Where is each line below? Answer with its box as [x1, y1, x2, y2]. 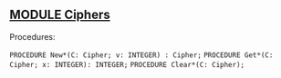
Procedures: [9, 31, 57, 42]
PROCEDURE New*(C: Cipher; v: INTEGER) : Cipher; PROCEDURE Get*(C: [9, 50, 274, 60]
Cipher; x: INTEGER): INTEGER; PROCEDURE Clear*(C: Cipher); [9, 60, 245, 69]
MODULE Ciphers [9, 7, 111, 23]
